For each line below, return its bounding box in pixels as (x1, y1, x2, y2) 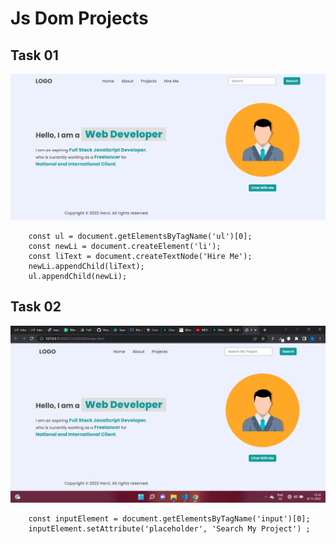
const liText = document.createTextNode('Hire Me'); (28, 251, 253, 261)
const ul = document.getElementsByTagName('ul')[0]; (28, 231, 253, 241)
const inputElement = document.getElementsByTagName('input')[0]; (28, 514, 311, 524)
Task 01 (10, 47, 59, 64)
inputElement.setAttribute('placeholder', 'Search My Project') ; (28, 524, 311, 534)
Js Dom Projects (10, 7, 149, 30)
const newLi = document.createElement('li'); (28, 241, 222, 251)
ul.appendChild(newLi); (28, 271, 128, 281)
